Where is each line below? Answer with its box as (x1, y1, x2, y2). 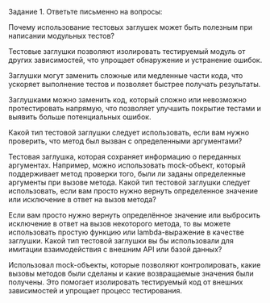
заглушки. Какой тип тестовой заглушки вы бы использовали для (8, 236, 234, 245)
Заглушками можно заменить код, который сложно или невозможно (8, 95, 247, 104)
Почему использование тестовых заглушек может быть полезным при (8, 23, 253, 31)
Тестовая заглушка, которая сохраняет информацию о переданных (8, 152, 242, 161)
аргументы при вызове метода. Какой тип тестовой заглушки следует (8, 177, 251, 187)
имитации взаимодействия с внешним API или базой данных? (8, 245, 222, 254)
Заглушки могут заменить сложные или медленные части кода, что (8, 71, 243, 80)
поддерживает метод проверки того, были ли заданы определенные (8, 169, 246, 178)
